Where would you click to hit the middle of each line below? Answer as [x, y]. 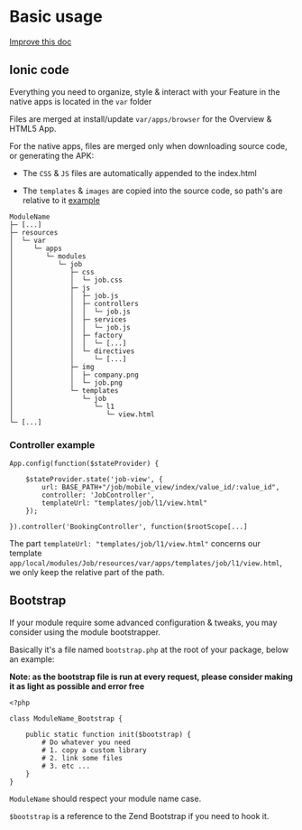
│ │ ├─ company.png [74, 375]
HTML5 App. [33, 128]
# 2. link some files [82, 758]
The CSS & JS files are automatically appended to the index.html [139, 173]
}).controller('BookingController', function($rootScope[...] [128, 527]
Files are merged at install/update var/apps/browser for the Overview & [141, 118]
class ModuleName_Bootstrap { [66, 718]
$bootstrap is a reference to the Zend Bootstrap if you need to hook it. [139, 816]
